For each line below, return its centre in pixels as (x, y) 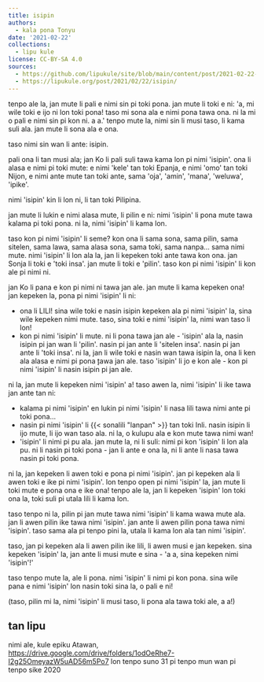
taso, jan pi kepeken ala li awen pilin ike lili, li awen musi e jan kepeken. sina (130, 546)
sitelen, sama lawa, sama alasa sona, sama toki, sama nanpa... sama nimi (126, 247)
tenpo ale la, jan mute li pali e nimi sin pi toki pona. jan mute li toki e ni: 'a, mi (131, 104)
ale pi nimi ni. (29, 271)
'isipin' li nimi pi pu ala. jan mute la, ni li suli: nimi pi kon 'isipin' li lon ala (134, 441)
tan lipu (27, 626)
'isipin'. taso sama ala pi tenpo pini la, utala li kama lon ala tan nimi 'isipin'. (127, 530)
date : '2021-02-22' (40, 37)
